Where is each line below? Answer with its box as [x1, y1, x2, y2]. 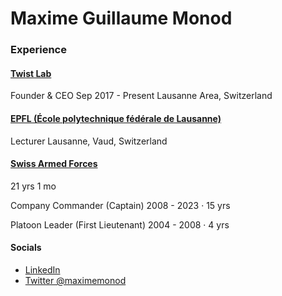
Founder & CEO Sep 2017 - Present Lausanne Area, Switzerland [10, 90, 273, 102]
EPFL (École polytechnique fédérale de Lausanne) [10, 112, 222, 124]
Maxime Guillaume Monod [10, 7, 233, 30]
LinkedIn [24, 263, 61, 276]
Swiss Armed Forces [10, 158, 98, 170]
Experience [10, 43, 67, 57]
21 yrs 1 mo [10, 180, 57, 192]
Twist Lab [10, 67, 52, 79]
